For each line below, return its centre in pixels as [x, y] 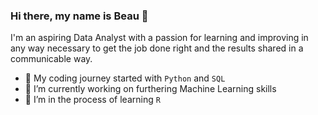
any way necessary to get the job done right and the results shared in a [157, 48]
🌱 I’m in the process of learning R [92, 100]
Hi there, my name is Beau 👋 [79, 16]
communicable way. [51, 59]
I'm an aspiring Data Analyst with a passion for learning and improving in [159, 38]
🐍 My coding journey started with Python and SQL [125, 78]
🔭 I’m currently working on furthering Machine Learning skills [150, 89]
